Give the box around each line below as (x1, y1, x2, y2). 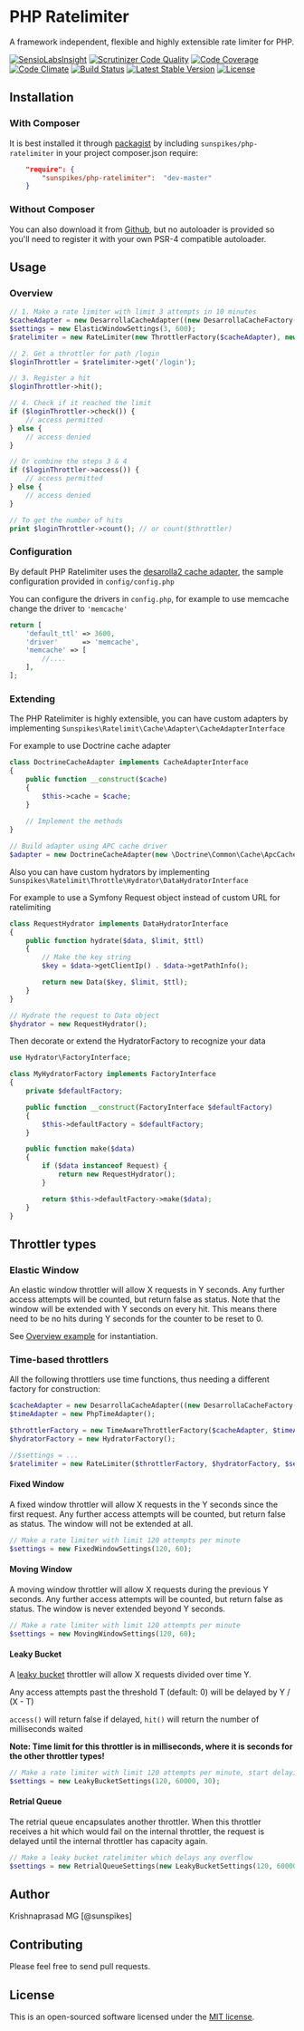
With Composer (9, 117, 81, 130)
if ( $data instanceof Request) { (42, 1161, 168, 1171)
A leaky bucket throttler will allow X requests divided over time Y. (9, 1668, 252, 1679)
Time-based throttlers (9, 1354, 109, 1366)
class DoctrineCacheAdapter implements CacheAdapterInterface (9, 758, 249, 767)
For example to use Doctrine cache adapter (9, 741, 171, 752)
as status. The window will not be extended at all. (9, 1518, 194, 1529)
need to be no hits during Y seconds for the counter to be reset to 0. (9, 1313, 264, 1325)
